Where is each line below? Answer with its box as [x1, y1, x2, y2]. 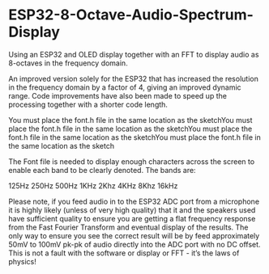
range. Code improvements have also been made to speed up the [8, 91, 227, 100]
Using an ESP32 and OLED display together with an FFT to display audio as [8, 49, 259, 59]
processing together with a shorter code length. [8, 99, 169, 109]
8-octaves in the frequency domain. [8, 58, 128, 68]
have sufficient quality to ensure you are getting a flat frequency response [8, 213, 256, 223]
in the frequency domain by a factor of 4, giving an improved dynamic [8, 82, 241, 92]
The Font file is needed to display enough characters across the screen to [8, 156, 255, 167]
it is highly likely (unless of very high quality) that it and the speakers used [8, 204, 256, 215]
